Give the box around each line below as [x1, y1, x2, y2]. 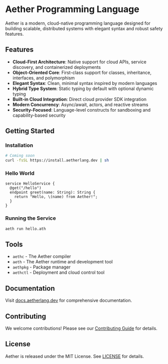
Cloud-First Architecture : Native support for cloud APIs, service [12, 59, 147, 65]
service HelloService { [5, 181, 55, 187]
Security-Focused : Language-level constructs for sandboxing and [12, 107, 151, 113]
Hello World [5, 170, 35, 177]
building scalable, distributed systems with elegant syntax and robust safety [5, 25, 163, 31]
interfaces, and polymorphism [12, 74, 75, 81]
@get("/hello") [10, 186, 42, 191]
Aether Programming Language [5, 4, 140, 15]
